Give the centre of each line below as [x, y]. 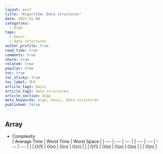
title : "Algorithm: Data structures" [43, 14]
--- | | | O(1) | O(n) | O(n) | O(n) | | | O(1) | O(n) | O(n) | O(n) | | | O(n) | [89, 146]
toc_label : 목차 [20, 82]
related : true [19, 64]
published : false [23, 105]
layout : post [18, 10]
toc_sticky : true [23, 77]
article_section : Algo [28, 96]
